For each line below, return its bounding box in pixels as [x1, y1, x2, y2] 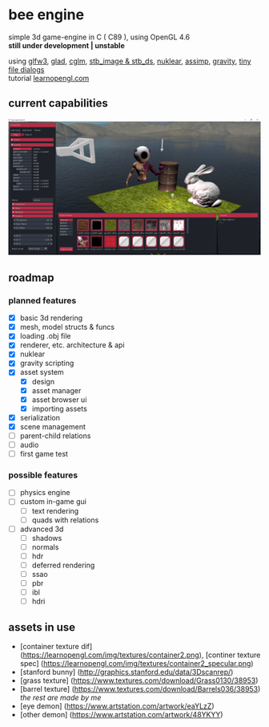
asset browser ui [31, 395, 87, 404]
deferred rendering [31, 560, 95, 570]
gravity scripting [19, 359, 74, 368]
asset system [19, 368, 64, 377]
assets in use [8, 620, 76, 634]
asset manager [31, 385, 82, 395]
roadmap [8, 270, 54, 284]
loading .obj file [19, 331, 71, 341]
